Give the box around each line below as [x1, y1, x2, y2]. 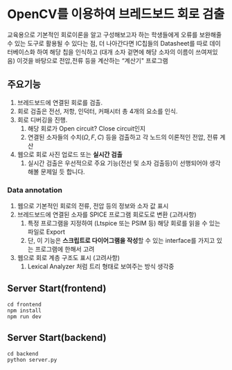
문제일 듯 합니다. [40, 167, 85, 176]
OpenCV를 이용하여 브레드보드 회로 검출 [7, 6, 225, 22]
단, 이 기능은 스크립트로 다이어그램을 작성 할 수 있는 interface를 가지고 [27, 237, 215, 245]
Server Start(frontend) [7, 283, 107, 295]
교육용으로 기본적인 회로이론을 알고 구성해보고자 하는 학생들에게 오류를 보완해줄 [7, 30, 222, 39]
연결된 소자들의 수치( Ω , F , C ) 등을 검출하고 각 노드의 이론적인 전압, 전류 [27, 133, 218, 141]
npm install [7, 307, 42, 314]
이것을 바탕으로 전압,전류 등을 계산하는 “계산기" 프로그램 [16, 56, 168, 64]
